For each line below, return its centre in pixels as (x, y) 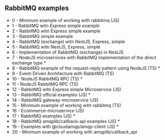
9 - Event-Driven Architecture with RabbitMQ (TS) (63, 73)
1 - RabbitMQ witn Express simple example (56, 25)
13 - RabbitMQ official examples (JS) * (51, 94)
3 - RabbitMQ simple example (42, 36)
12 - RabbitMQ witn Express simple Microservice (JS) (67, 89)
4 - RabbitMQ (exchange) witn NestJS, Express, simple (68, 41)
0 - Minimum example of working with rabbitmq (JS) (66, 20)
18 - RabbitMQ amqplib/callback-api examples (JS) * (66, 121)
